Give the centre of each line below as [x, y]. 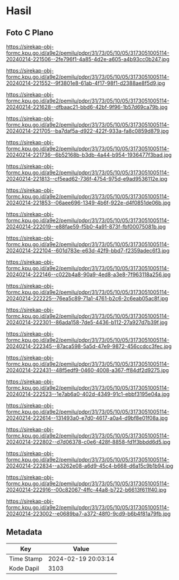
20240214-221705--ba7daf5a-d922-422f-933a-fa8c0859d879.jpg [87, 131]
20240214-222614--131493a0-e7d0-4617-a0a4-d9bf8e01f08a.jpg [87, 418]
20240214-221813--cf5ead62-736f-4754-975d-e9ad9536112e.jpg [87, 179]
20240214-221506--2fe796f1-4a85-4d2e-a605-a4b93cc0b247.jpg [88, 59]
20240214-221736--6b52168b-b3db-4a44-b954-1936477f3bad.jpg [89, 155]
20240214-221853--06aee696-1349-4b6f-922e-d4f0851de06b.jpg [88, 203]
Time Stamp [26, 559]
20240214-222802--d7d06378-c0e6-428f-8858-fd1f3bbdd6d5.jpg [88, 442]
